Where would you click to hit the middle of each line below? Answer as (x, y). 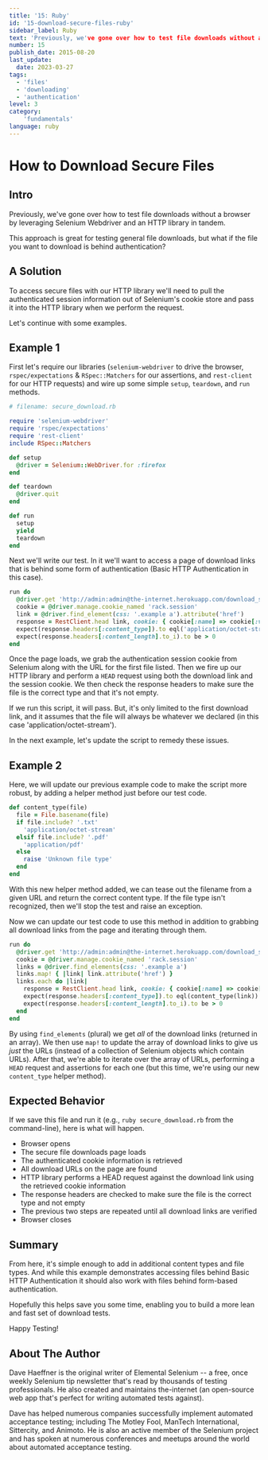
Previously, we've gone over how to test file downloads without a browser (130, 214)
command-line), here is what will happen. (77, 1129)
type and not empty (53, 1203)
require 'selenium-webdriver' (59, 421)
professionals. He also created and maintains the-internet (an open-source (132, 1389)
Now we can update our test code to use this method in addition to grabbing (134, 921)
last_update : (31, 60)
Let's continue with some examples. (68, 323)
